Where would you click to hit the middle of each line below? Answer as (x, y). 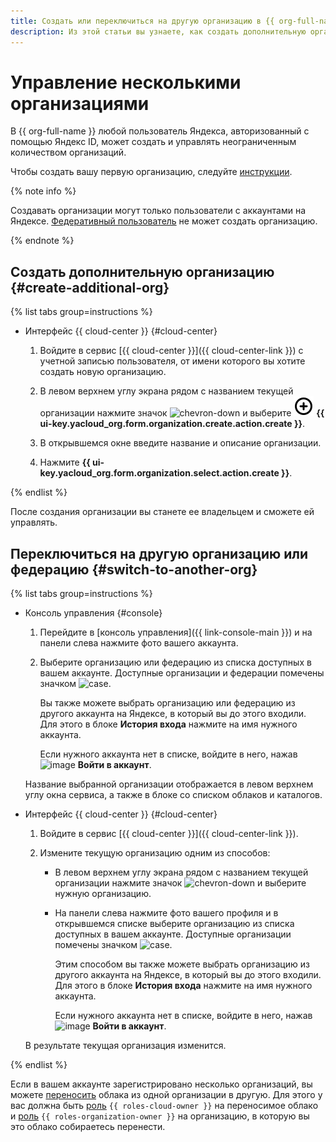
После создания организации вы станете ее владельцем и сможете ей (162, 512)
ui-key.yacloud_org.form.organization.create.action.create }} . (172, 424)
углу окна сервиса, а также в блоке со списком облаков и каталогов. (173, 795)
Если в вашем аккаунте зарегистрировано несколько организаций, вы (161, 1084)
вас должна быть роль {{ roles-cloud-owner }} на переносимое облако (164, 1106)
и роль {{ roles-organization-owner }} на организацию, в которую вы (160, 1116)
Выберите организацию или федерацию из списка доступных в (175, 662)
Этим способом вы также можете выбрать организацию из (182, 964)
